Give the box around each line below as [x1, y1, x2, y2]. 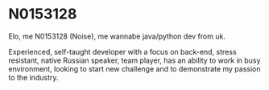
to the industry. [8, 72, 59, 82]
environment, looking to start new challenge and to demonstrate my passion [8, 63, 261, 73]
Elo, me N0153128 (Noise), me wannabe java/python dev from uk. [8, 31, 226, 41]
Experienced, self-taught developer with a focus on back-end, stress [8, 47, 237, 56]
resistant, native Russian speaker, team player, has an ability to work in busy [8, 55, 261, 65]
